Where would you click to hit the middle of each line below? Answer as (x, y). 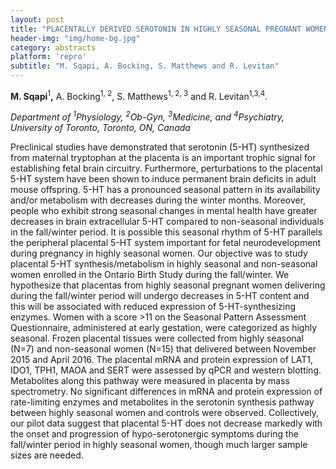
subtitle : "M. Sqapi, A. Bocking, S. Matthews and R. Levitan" (145, 66)
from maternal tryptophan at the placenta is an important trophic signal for (163, 158)
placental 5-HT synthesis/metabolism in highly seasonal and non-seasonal (164, 264)
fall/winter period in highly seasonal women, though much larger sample (159, 445)
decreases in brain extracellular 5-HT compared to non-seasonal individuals (167, 222)
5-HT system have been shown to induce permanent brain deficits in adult (163, 179)
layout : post (37, 19)
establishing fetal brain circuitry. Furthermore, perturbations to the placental (166, 168)
